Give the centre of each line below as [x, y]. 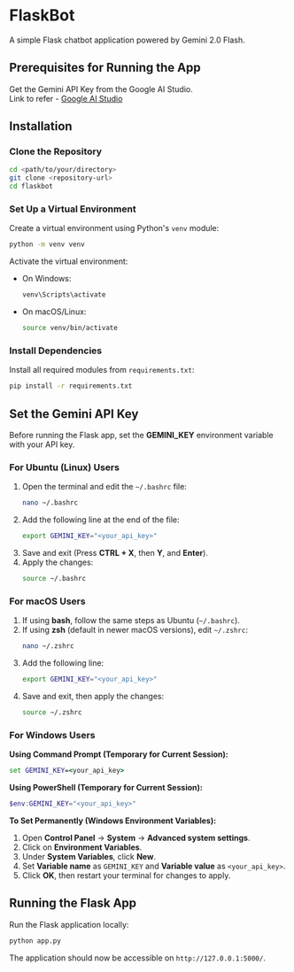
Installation [41, 126]
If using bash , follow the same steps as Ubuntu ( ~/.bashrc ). [131, 621]
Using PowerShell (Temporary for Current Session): [106, 787]
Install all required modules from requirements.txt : [102, 370]
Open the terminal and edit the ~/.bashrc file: [104, 487]
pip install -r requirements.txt [71, 386]
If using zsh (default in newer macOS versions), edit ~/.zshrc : [135, 630]
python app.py [35, 941]
